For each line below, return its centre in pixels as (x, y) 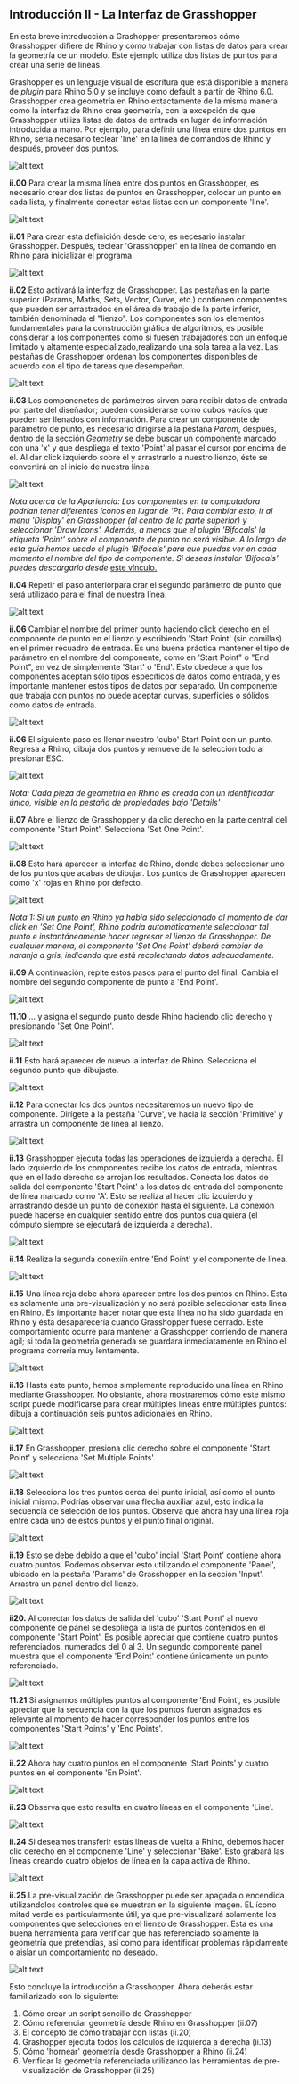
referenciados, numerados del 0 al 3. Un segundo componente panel (136, 1646)
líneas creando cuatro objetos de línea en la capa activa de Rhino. (130, 1860)
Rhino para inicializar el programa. (72, 255)
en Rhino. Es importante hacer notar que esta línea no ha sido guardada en (146, 1312)
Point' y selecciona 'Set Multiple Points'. (82, 1457)
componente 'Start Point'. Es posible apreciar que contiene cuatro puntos (144, 1637)
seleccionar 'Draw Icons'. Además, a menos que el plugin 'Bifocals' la (137, 529)
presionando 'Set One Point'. (61, 1026)
